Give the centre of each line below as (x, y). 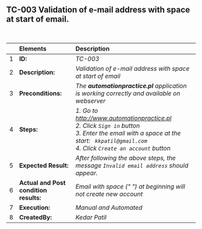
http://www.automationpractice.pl (124, 118)
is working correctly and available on (128, 93)
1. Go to (87, 111)
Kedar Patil (91, 217)
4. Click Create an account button (123, 148)
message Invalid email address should (132, 165)
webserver (90, 100)
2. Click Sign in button (108, 126)
